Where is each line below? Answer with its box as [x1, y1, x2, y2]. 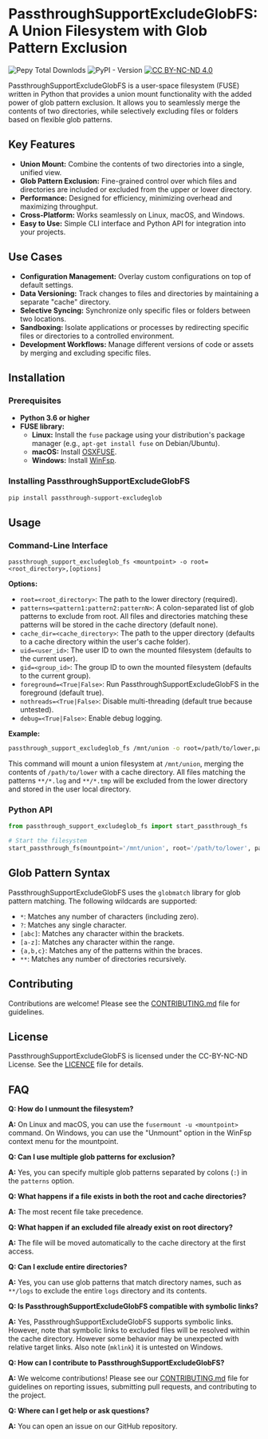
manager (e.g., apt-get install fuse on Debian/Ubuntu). [31, 439, 221, 448]
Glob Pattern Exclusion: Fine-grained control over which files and [19, 176, 237, 185]
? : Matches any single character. [19, 920, 127, 930]
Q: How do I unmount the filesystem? [8, 1104, 134, 1114]
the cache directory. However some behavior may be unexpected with [8, 1334, 239, 1344]
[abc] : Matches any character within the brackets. [19, 928, 185, 938]
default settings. [19, 280, 74, 289]
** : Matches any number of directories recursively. [19, 954, 187, 963]
